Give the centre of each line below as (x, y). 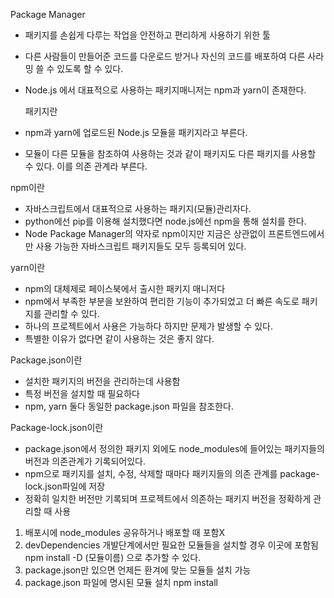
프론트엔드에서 (296, 233)
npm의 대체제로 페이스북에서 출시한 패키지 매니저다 (125, 288)
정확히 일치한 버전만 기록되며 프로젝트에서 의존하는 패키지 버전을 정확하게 (168, 498)
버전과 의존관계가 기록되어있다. (85, 461)
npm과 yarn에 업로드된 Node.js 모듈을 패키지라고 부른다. (136, 132)
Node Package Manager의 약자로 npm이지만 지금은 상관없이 (145, 233)
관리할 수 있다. (71, 313)
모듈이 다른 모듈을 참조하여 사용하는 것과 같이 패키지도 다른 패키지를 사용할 (170, 153)
